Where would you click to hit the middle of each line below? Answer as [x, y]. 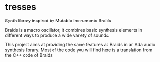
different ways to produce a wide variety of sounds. [57, 35]
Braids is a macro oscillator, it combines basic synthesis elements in [74, 30]
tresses [21, 7]
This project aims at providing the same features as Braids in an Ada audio [80, 44]
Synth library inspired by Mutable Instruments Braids [58, 21]
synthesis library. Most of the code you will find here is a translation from [79, 50]
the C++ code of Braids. [29, 55]
